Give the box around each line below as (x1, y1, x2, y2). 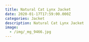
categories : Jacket (5, 16, 45, 21)
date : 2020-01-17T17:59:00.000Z (5, 12, 71, 16)
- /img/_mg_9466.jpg (9, 29, 51, 34)
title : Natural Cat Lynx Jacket (5, 7, 71, 12)
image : (5, 25, 19, 30)
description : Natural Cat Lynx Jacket (5, 20, 84, 26)
